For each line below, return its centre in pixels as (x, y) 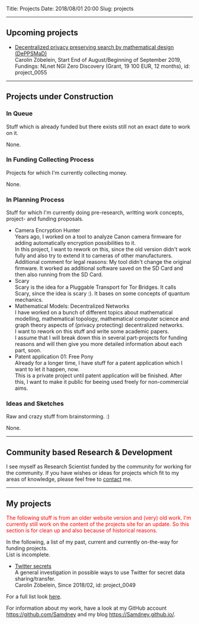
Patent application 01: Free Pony (54, 357)
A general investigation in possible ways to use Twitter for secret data (100, 572)
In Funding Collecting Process (50, 160)
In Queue (20, 114)
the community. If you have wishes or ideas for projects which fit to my (93, 473)
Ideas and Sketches (35, 404)
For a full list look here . (34, 597)
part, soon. (28, 351)
